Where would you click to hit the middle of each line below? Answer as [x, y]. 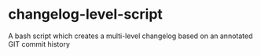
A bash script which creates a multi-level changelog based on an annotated [130, 36]
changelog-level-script [86, 14]
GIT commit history [39, 44]
